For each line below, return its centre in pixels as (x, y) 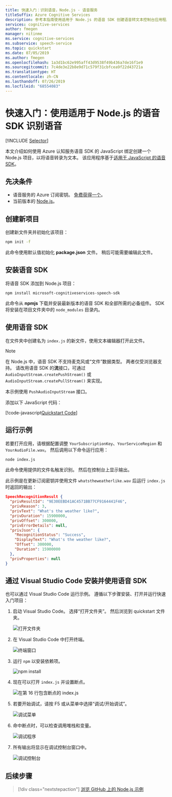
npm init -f (18, 242)
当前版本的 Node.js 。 (35, 201)
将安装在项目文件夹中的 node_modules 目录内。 (54, 309)
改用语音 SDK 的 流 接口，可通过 (53, 368)
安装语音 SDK (27, 270)
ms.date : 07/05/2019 (27, 53)
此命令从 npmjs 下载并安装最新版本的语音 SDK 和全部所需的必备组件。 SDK (85, 303)
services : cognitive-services (38, 24)
